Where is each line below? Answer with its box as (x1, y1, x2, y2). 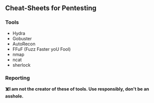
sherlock (12, 62, 31, 68)
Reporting (5, 74, 30, 81)
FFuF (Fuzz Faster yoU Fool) (12, 46, 71, 52)
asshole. (5, 93, 23, 99)
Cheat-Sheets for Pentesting (5, 4, 96, 12)
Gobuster (12, 35, 32, 41)
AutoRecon (12, 41, 36, 47)
